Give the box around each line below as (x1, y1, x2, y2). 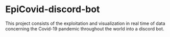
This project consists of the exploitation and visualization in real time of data (5, 20, 165, 26)
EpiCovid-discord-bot (5, 4, 100, 15)
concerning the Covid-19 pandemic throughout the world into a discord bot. (5, 25, 164, 31)
